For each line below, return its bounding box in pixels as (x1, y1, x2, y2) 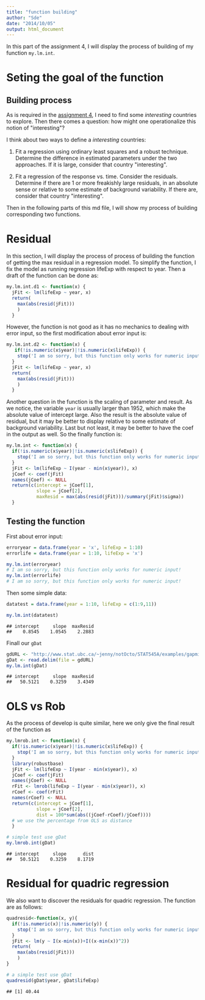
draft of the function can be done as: (6, 272, 99, 279)
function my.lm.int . (6, 50, 55, 57)
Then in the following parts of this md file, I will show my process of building (6, 204, 198, 212)
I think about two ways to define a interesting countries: (6, 136, 146, 144)
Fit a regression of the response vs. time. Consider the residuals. (15, 173, 178, 181)
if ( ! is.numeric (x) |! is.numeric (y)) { (12, 920, 108, 927)
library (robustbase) (12, 760, 64, 767)
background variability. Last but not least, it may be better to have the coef (6, 424, 194, 431)
